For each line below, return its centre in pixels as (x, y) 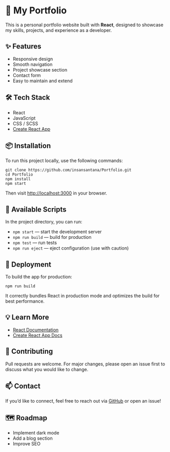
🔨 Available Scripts (36, 209)
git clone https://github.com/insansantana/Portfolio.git (68, 170)
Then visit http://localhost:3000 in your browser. (56, 193)
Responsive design (33, 59)
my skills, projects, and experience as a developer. (59, 30)
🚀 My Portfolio (36, 11)
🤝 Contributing (29, 351)
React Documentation (36, 329)
